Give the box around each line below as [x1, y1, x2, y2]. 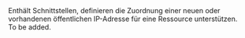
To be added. [8, 22, 51, 32]
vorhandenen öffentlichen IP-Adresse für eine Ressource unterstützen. [8, 14, 238, 23]
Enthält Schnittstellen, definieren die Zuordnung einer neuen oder [8, 6, 221, 15]
